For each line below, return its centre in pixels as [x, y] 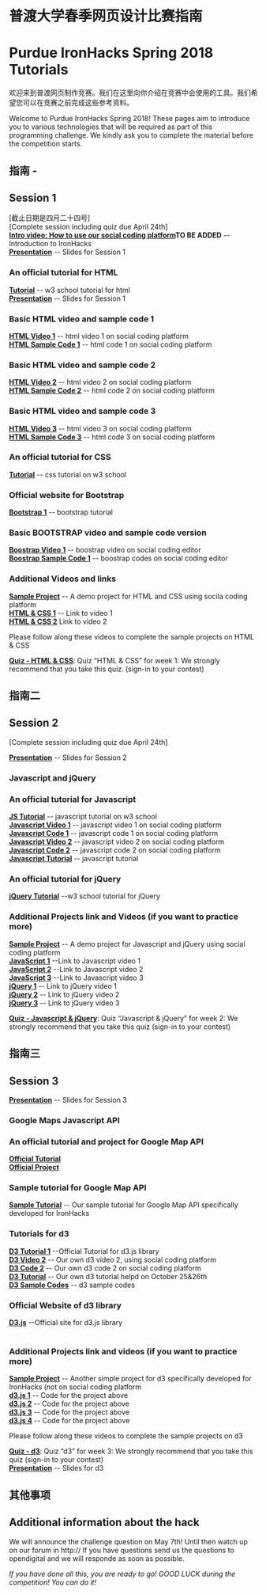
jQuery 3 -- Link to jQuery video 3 [64, 1003]
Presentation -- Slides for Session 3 [68, 1099]
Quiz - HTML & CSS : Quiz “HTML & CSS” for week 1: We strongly [114, 660]
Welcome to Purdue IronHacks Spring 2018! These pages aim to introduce [129, 119]
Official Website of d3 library [65, 1305]
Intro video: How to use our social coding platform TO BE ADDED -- [120, 235]
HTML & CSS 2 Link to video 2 [58, 621]
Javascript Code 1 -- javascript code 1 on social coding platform [114, 834]
